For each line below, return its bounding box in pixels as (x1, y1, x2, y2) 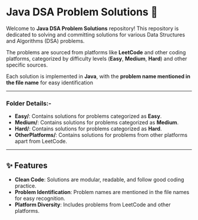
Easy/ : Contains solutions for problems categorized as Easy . (14, 113, 162, 120)
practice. (14, 182, 37, 189)
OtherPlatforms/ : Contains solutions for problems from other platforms (14, 132, 187, 139)
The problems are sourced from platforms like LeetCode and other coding (6, 48, 186, 55)
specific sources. (6, 61, 48, 68)
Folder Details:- (6, 99, 52, 107)
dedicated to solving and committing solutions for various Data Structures (6, 31, 186, 38)
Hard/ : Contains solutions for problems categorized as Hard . (14, 125, 162, 132)
